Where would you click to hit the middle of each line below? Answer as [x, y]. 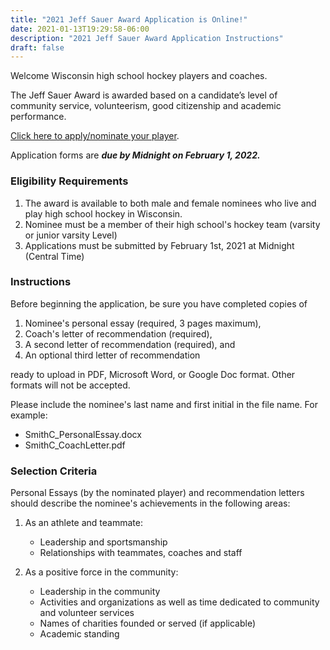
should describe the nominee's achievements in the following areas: [150, 503]
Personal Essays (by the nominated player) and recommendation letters [157, 493]
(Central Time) [54, 256]
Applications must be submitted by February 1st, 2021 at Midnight [159, 245]
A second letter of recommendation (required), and [130, 344]
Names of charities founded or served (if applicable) [148, 623]
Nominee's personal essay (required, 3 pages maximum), [143, 323]
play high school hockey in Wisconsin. [103, 213]
